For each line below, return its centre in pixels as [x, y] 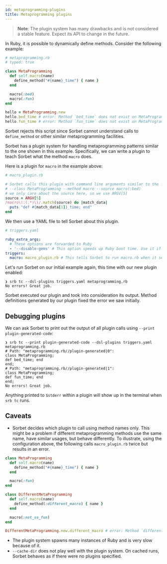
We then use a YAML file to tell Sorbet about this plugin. [62, 221]
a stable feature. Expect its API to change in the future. [73, 34]
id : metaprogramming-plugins [35, 10]
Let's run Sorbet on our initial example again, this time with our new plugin [81, 267]
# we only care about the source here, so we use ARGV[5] [66, 193]
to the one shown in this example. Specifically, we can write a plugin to [78, 151]
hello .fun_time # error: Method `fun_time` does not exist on [71, 122]
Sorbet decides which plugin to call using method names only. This [81, 428]
